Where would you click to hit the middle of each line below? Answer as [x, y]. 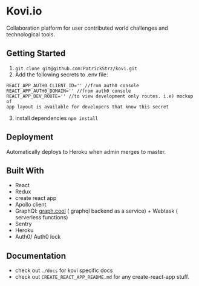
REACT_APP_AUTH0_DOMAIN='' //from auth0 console [69, 91]
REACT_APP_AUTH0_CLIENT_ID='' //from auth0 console [73, 85]
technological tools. [31, 34]
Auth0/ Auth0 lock [38, 237]
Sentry [23, 224]
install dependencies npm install [57, 118]
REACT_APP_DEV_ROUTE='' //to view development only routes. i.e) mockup [100, 96]
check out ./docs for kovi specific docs [64, 270]
